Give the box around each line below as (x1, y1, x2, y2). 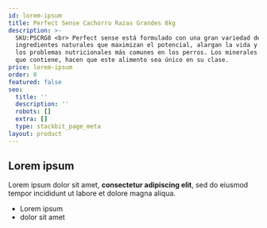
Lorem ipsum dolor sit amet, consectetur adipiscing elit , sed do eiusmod (8, 180, 249, 190)
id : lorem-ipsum (8, 11, 62, 20)
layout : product (8, 129, 62, 137)
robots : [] (15, 108, 52, 116)
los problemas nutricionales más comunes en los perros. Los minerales (15, 48, 258, 56)
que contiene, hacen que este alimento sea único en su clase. (15, 56, 229, 64)
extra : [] (15, 115, 48, 123)
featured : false (8, 78, 62, 86)
